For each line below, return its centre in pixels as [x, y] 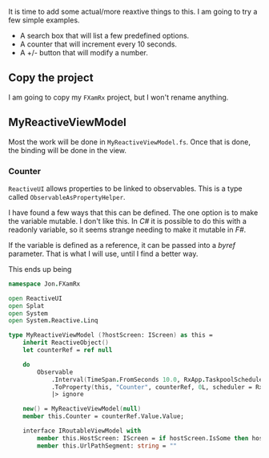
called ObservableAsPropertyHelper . [67, 197]
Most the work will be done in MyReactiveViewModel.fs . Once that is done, [129, 142]
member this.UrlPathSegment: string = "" [107, 446]
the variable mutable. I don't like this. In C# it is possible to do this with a [127, 221]
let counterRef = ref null [68, 351]
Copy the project [51, 78]
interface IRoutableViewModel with [82, 431]
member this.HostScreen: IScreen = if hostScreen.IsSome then [143, 438]
